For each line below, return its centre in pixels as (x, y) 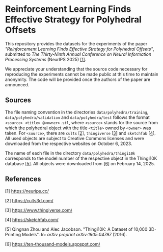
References (23, 179)
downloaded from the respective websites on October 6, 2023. (69, 144)
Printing (13, 234)
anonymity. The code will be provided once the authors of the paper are (78, 79)
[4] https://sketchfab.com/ (32, 219)
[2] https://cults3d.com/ (29, 200)
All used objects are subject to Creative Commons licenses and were (75, 138)
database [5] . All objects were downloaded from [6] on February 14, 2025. (80, 163)
